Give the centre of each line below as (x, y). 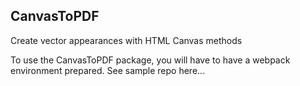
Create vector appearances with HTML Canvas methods (126, 40)
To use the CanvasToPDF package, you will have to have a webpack (150, 60)
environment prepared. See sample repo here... (108, 70)
